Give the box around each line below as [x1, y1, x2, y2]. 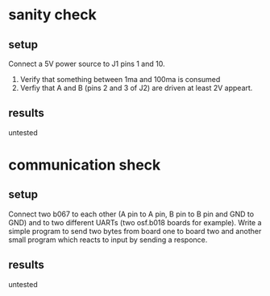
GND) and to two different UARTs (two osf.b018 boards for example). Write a [8, 217, 262, 227]
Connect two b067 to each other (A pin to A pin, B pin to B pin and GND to [8, 209, 255, 219]
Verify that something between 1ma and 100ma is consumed [19, 75, 221, 84]
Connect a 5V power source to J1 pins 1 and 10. [8, 59, 165, 68]
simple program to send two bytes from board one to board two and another [8, 226, 262, 236]
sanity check [8, 6, 97, 24]
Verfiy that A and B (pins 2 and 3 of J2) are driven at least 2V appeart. [19, 83, 253, 92]
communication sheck [8, 156, 161, 174]
